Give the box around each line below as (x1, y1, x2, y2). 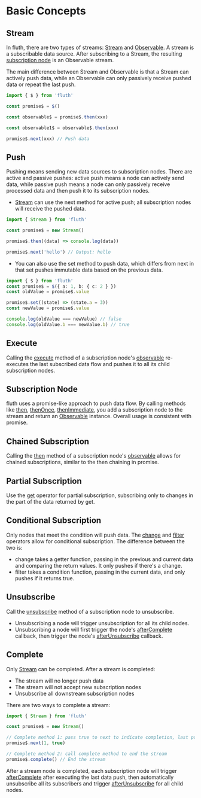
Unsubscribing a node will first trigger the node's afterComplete (14, 626, 172, 633)
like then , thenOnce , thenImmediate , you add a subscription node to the (6, 406, 183, 413)
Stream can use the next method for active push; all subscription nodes (14, 199, 191, 206)
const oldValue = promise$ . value (6, 289, 90, 295)
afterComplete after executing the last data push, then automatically (6, 773, 174, 781)
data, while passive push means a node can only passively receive (6, 181, 170, 188)
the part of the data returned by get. (6, 498, 95, 505)
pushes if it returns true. (14, 574, 75, 581)
